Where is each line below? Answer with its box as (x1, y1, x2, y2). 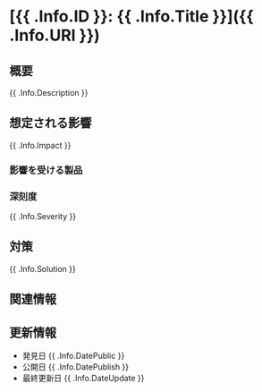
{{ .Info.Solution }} (9, 263, 76, 274)
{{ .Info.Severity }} (9, 211, 77, 222)
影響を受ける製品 (9, 164, 83, 176)
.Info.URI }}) (9, 25, 100, 46)
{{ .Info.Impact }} (9, 140, 72, 150)
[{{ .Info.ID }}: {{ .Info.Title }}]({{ (9, 6, 254, 27)
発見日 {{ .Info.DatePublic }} (21, 351, 125, 362)
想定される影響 (9, 115, 92, 131)
